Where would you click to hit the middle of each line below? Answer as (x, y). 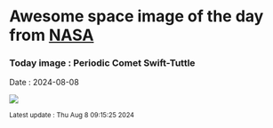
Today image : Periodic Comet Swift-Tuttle (102, 63)
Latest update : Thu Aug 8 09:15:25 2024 (72, 116)
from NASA (52, 35)
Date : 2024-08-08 (44, 83)
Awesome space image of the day (136, 16)
